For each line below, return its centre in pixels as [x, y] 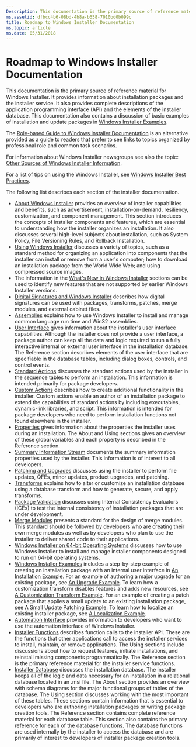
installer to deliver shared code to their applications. [77, 539]
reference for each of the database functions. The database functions [98, 725]
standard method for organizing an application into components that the [101, 253]
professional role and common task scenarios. [62, 146]
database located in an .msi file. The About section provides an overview [102, 682]
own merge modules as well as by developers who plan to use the [94, 533]
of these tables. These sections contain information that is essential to [99, 701]
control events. [32, 365]
